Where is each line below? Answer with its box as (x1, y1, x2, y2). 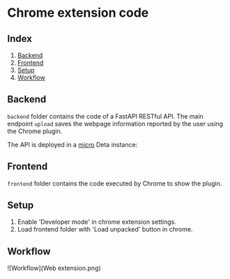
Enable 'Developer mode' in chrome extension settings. (17, 218, 176, 226)
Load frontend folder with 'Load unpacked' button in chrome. (17, 225, 193, 234)
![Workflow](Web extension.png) (7, 264, 101, 273)
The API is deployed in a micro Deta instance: (7, 140, 138, 149)
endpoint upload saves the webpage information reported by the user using (7, 119, 224, 128)
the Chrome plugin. (7, 127, 63, 135)
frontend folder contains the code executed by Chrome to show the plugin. (7, 179, 222, 188)
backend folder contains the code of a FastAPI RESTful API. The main (7, 112, 204, 120)
